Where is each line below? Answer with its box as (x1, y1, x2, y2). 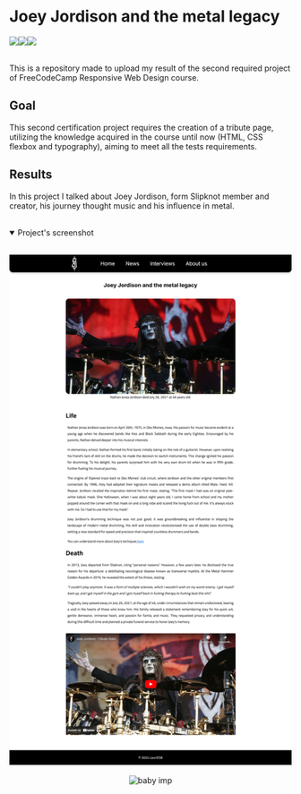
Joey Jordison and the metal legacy (9, 6, 280, 27)
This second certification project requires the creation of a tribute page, (9, 122, 274, 132)
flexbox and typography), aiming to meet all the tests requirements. (9, 141, 258, 151)
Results (9, 167, 53, 183)
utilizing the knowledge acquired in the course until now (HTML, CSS (9, 132, 263, 142)
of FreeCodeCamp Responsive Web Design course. (9, 72, 200, 82)
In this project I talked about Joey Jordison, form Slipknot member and (9, 191, 270, 201)
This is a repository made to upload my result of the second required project (9, 63, 291, 73)
